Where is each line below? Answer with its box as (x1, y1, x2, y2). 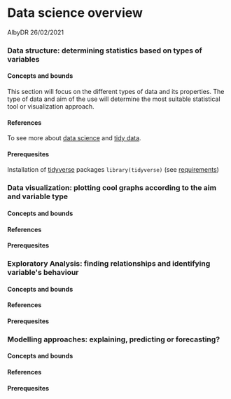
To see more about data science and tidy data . (7, 134, 141, 142)
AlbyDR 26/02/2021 (7, 28, 64, 36)
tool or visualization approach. (7, 102, 94, 111)
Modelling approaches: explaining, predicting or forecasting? (7, 334, 220, 344)
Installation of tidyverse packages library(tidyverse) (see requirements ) (7, 165, 219, 174)
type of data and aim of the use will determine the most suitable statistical (7, 95, 220, 103)
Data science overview (7, 5, 143, 21)
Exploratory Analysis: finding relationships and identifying (7, 259, 211, 269)
